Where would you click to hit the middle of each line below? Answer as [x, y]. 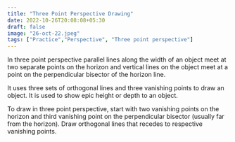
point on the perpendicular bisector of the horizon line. [87, 75]
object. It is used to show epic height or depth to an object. [93, 96]
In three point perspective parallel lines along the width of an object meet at [117, 59]
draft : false [26, 27]
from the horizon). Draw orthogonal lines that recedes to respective [105, 124]
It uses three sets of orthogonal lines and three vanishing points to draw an [116, 88]
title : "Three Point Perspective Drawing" [70, 14]
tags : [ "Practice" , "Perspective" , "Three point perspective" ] [100, 40]
